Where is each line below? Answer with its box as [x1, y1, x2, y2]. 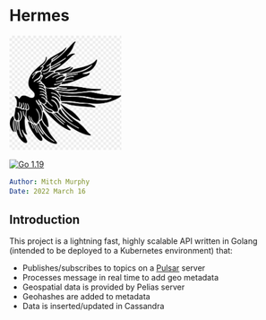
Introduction [9, 212, 81, 227]
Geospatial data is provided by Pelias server [21, 281, 185, 292]
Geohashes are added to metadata [21, 291, 150, 302]
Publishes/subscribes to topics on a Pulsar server [21, 263, 206, 273]
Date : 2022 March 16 [9, 187, 87, 196]
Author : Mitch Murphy [9, 177, 90, 186]
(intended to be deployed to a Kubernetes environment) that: [9, 246, 233, 256]
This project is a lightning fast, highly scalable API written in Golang [9, 236, 258, 246]
